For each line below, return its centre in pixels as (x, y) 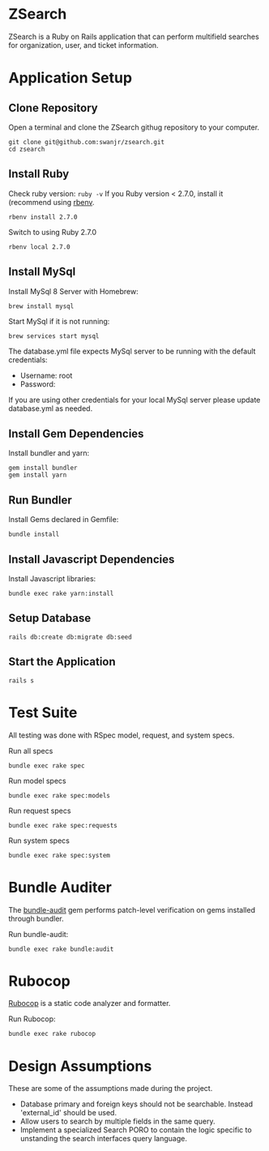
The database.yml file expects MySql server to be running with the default (132, 351)
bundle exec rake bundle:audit (61, 949)
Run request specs (40, 811)
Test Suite (43, 712)
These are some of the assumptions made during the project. (111, 1089)
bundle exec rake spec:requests (63, 825)
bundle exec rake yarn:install (61, 593)
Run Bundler (40, 500)
